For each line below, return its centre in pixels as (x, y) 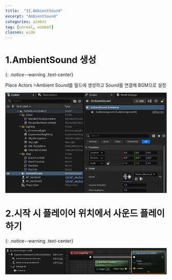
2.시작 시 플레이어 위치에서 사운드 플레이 (85, 214)
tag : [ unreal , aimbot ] (29, 27)
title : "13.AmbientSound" (34, 11)
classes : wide (20, 33)
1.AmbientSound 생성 (51, 60)
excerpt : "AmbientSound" (32, 16)
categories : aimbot (26, 22)
